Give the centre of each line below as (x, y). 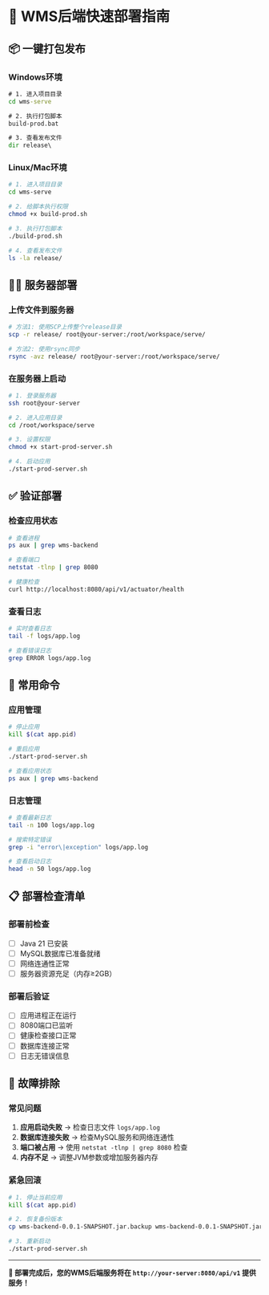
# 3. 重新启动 (29, 1241)
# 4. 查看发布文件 (35, 250)
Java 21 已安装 (44, 943)
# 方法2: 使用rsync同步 (44, 349)
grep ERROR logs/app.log (50, 658)
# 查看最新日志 (30, 817)
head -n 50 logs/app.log (50, 869)
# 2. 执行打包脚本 (35, 116)
